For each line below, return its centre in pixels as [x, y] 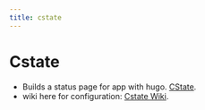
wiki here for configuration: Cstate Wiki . [95, 96]
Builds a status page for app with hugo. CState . [109, 87]
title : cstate [36, 17]
